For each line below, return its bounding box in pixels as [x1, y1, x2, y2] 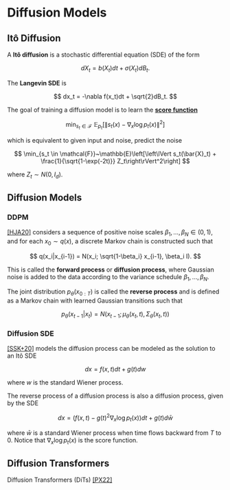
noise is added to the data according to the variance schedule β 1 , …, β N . [7, 272, 209, 283]
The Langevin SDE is [7, 79, 67, 87]
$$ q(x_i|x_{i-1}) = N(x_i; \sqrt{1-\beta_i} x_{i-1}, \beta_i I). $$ [30, 252, 201, 260]
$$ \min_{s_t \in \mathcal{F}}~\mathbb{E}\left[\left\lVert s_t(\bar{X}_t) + [14, 150, 217, 158]
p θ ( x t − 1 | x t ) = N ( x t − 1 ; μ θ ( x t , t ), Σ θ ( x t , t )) [61, 310, 170, 320]
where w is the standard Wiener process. [7, 378, 124, 387]
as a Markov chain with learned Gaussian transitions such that [7, 296, 183, 305]
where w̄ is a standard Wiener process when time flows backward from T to [7, 429, 222, 437]
